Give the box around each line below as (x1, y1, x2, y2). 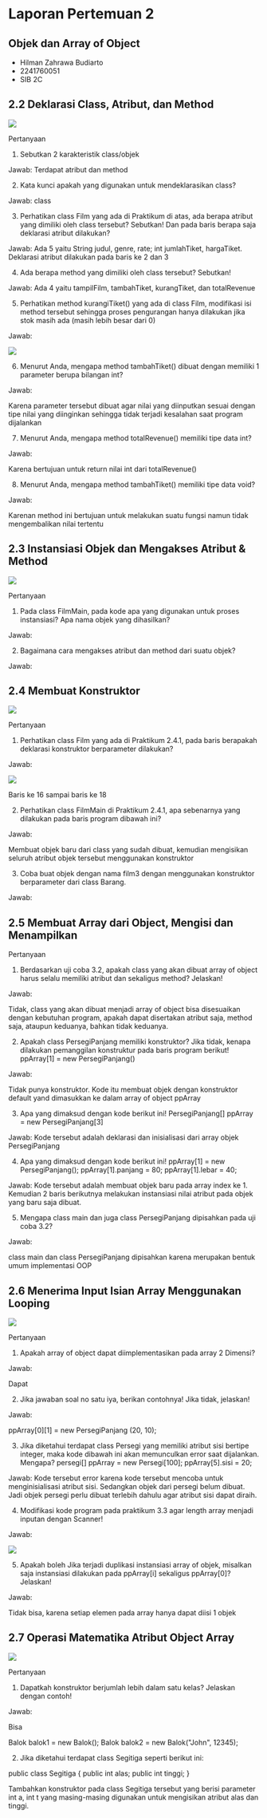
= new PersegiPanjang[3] (19, 1117, 104, 1127)
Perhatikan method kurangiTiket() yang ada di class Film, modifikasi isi (19, 298, 252, 308)
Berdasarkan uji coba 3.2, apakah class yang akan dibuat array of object (19, 965, 257, 974)
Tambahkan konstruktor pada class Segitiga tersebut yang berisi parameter (8, 1784, 256, 1793)
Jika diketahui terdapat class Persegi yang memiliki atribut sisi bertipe (19, 1441, 249, 1451)
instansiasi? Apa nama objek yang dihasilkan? (19, 615, 171, 624)
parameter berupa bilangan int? (19, 370, 124, 379)
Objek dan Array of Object (8, 37, 141, 50)
